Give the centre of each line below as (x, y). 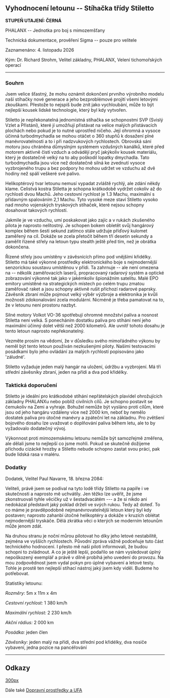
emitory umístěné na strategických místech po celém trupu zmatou (75, 284)
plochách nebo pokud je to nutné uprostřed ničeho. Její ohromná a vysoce (83, 130)
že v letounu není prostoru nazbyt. (41, 305)
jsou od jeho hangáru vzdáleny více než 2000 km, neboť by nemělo (75, 412)
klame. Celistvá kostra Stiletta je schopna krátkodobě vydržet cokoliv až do (83, 189)
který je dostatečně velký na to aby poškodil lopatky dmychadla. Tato (77, 158)
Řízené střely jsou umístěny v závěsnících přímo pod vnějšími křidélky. (78, 257)
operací (13, 65)
